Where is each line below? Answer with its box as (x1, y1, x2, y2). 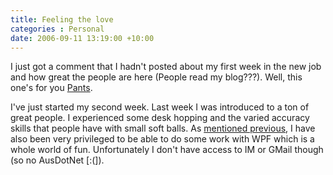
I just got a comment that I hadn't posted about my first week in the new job (10, 61, 322, 73)
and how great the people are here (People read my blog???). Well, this (10, 71, 303, 83)
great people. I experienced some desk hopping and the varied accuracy (10, 112, 310, 124)
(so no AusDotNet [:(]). (10, 154, 105, 166)
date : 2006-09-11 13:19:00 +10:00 (10, 33, 155, 43)
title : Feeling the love (10, 14, 114, 25)
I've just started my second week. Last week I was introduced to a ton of (10, 101, 310, 113)
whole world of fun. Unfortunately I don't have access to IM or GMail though (10, 144, 324, 156)
